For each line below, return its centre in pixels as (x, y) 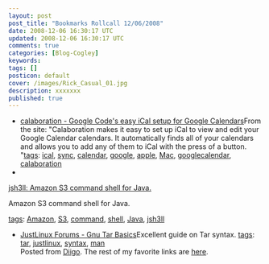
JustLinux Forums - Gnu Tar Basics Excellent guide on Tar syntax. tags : (137, 235)
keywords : (25, 61)
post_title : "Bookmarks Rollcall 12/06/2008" (86, 23)
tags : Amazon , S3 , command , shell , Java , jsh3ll (87, 219)
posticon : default (39, 76)
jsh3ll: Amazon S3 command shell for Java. (80, 188)
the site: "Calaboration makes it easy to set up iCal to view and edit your (139, 130)
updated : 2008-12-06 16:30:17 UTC (66, 38)
